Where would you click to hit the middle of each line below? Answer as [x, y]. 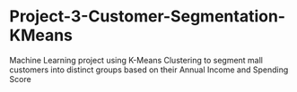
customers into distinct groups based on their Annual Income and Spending [149, 70]
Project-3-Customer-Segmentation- [147, 17]
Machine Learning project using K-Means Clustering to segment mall [136, 60]
